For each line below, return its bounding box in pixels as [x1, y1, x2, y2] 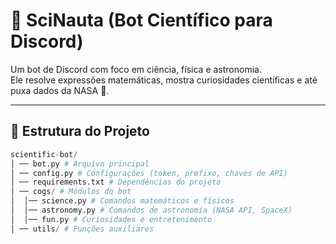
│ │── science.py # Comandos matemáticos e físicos [10, 196, 235, 206]
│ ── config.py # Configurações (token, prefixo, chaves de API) [10, 168, 288, 178]
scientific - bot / [10, 149, 78, 159]
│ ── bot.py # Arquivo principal [10, 159, 150, 169]
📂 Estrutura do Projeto [10, 123, 150, 140]
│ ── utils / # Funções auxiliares [10, 224, 155, 234]
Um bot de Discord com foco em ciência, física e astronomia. [10, 63, 262, 75]
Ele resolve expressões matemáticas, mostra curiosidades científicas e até [10, 74, 318, 86]
